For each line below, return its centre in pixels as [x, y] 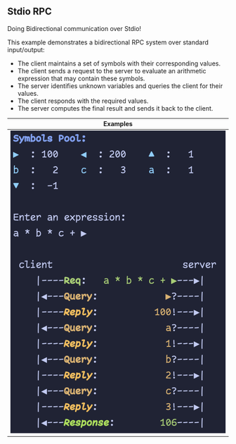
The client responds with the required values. [83, 101]
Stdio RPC [29, 12]
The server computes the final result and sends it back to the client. [115, 108]
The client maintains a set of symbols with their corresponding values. [119, 63]
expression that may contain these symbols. [81, 78]
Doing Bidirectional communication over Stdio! [74, 28]
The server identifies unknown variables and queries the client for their [120, 86]
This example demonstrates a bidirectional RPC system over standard [108, 42]
